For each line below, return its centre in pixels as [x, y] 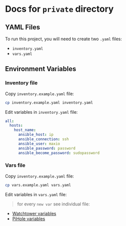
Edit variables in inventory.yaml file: [41, 112]
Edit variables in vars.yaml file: [36, 194]
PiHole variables [29, 219]
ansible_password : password [47, 148]
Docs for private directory [59, 9]
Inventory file [21, 83]
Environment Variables [41, 69]
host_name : [25, 130]
